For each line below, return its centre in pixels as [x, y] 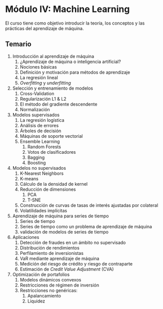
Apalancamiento [44, 295]
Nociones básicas [38, 67]
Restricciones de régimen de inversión [59, 285]
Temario [18, 44]
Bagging [36, 157]
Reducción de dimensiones [48, 189]
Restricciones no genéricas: [48, 290]
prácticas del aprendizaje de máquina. [44, 28]
